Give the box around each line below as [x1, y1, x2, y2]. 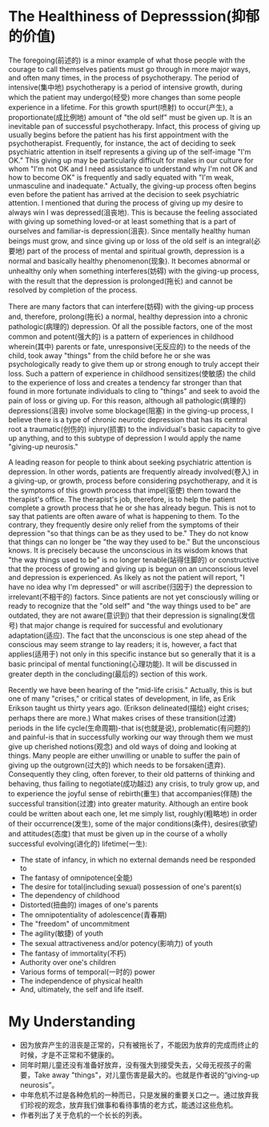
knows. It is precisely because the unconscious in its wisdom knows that [8, 545, 248, 555]
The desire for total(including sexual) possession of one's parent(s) [19, 882, 243, 892]
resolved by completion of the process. [8, 285, 138, 295]
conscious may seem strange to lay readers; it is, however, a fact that [8, 639, 238, 649]
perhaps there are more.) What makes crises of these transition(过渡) [8, 713, 237, 722]
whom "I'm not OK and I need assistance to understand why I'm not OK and [8, 163, 258, 173]
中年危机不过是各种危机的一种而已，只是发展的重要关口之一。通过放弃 [19, 1090, 252, 1100]
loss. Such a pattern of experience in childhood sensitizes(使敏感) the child [8, 368, 256, 378]
